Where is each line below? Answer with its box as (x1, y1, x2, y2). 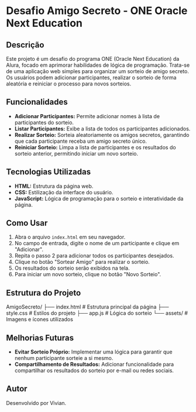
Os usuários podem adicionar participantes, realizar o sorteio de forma (6, 74, 177, 81)
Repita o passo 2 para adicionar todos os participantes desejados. (14, 252, 174, 259)
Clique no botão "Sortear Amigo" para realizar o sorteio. (14, 259, 150, 266)
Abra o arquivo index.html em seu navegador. (14, 234, 126, 241)
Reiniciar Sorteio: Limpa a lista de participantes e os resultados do (14, 143, 177, 150)
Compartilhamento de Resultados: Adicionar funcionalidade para (14, 361, 174, 368)
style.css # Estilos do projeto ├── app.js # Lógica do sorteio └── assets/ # (6, 310, 188, 317)
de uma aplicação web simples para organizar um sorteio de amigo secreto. (6, 68, 189, 74)
